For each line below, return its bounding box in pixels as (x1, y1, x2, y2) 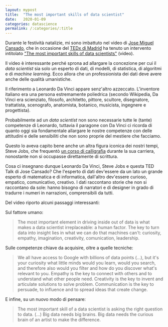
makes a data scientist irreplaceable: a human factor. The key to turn (17, 225, 159, 231)
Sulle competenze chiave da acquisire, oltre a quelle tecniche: (5, 245, 133, 251)
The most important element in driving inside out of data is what (17, 219, 150, 225)
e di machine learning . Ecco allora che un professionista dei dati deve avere (5, 71, 162, 77)
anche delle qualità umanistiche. (5, 76, 72, 82)
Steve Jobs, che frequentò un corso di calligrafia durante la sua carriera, (5, 148, 155, 154)
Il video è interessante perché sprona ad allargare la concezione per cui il (5, 60, 156, 66)
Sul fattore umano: (5, 209, 44, 215)
